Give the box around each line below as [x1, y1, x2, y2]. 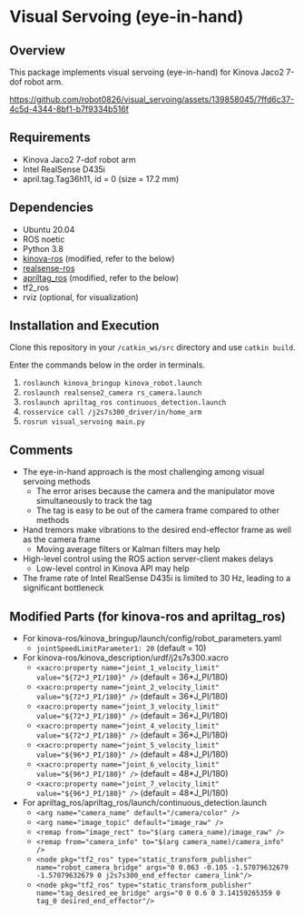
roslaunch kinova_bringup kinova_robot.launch [22, 379, 202, 388]
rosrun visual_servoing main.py [22, 417, 145, 427]
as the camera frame [22, 534, 102, 545]
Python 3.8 [22, 243, 64, 254]
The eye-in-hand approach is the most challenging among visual [22, 467, 265, 478]
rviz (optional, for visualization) [22, 291, 139, 302]
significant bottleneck [22, 582, 104, 593]
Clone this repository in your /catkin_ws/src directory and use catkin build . [9, 342, 296, 353]
